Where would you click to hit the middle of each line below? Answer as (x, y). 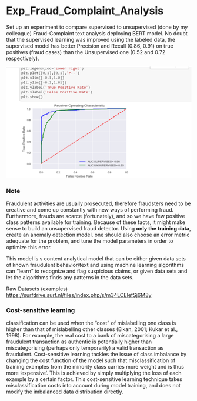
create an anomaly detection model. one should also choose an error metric (98, 235)
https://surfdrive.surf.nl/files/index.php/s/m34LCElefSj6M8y (79, 295)
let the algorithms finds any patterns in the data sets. (70, 277)
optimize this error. (29, 247)
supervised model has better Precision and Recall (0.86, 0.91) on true (90, 46)
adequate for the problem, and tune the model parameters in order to (90, 241)
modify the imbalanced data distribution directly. (65, 392)
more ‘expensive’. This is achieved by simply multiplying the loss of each (94, 373)
